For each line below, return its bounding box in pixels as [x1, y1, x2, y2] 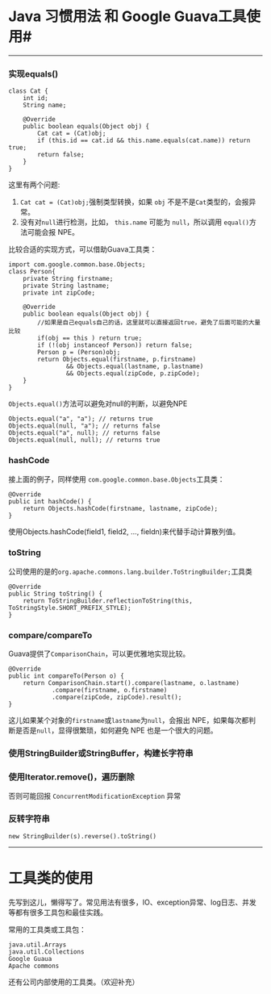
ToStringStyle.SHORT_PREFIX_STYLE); [8, 603, 131, 612]
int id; [23, 94, 48, 102]
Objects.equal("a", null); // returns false [8, 429, 161, 437]
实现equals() [8, 68, 59, 79]
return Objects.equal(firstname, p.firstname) [37, 356, 197, 364]
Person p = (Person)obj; [37, 349, 121, 357]
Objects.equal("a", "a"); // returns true [8, 415, 153, 424]
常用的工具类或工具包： [8, 925, 86, 934]
